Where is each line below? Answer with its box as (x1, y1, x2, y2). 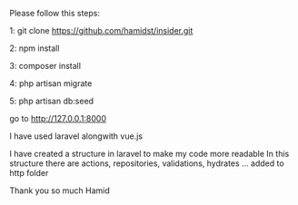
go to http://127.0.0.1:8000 (9, 113, 107, 123)
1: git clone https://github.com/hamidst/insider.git (9, 25, 194, 35)
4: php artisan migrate (9, 78, 93, 89)
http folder (9, 168, 49, 178)
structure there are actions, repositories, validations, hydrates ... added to (9, 158, 284, 169)
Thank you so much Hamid (9, 185, 111, 196)
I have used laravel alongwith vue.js (9, 131, 144, 142)
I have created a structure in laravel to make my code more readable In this (9, 149, 290, 159)
